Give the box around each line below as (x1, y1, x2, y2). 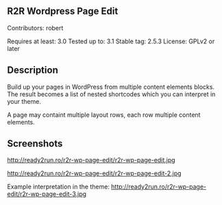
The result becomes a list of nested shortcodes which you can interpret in (7, 89, 216, 98)
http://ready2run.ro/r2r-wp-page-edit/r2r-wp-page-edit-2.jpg (7, 169, 182, 177)
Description (7, 65, 58, 76)
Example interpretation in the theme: (7, 182, 110, 191)
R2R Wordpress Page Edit (7, 6, 119, 17)
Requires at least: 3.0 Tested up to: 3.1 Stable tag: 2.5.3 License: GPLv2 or (7, 37, 215, 45)
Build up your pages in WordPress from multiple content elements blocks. (7, 83, 214, 91)
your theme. (7, 97, 41, 105)
